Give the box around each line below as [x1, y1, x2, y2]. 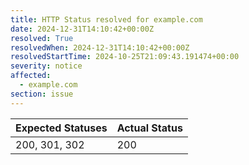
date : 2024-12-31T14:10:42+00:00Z [10, 24, 155, 34]
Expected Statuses [15, 121, 108, 135]
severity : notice [10, 61, 83, 71]
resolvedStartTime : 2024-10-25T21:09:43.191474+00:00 [10, 52, 240, 62]
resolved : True [10, 33, 74, 43]
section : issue [10, 89, 74, 99]
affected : [10, 71, 52, 81]
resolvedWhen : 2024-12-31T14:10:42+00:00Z [10, 42, 190, 53]
